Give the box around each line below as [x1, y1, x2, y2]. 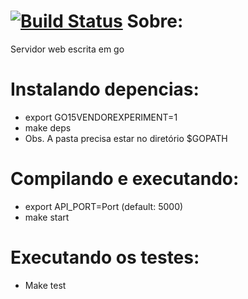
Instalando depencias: [10, 78, 200, 101]
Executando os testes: [10, 246, 200, 269]
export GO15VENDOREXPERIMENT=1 [24, 111, 178, 123]
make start [24, 211, 70, 223]
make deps [24, 121, 72, 134]
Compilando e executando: [10, 168, 240, 190]
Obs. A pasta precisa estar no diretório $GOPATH [24, 132, 228, 144]
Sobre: [126, 10, 184, 33]
